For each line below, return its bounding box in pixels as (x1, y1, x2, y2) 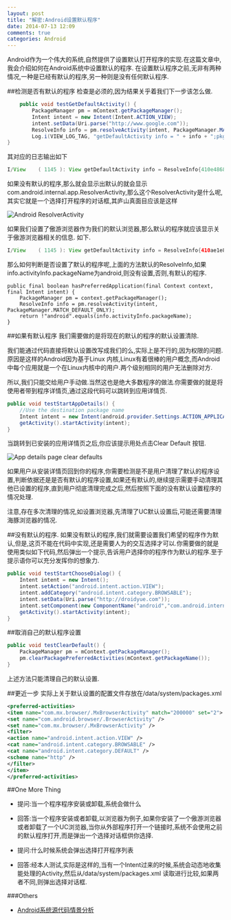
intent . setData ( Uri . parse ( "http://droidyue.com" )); (19, 595, 170, 602)
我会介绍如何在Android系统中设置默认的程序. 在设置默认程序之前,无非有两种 (7, 64, 221, 72)
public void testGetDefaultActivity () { (19, 101, 137, 108)
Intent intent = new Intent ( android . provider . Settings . (19, 413, 184, 420)
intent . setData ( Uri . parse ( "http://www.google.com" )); (32, 120, 189, 127)
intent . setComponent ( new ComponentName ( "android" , (19, 602, 168, 609)
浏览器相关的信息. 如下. (25, 233, 91, 241)
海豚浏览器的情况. (7, 516, 58, 525)
